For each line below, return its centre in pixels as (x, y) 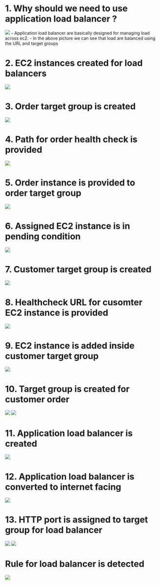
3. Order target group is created (70, 107)
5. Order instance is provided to (70, 182)
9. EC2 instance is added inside (70, 345)
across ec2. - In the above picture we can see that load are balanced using (80, 38)
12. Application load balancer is (70, 476)
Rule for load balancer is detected (75, 564)
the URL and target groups (32, 43)
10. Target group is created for (67, 389)
